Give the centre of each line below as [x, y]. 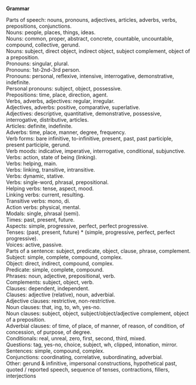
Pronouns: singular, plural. [38, 63]
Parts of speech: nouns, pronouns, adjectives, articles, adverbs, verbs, [92, 20]
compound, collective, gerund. [43, 45]
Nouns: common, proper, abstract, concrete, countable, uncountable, [90, 38]
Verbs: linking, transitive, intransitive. [51, 170]
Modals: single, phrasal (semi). [43, 213]
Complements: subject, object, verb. [50, 282]
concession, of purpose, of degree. [49, 332]
